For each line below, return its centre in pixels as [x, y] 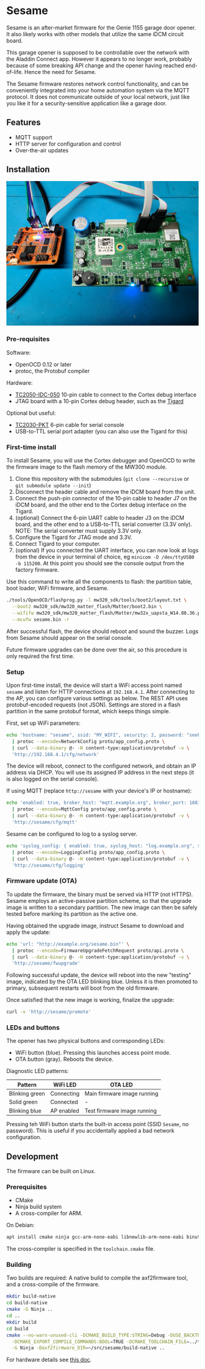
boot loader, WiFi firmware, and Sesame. [57, 588]
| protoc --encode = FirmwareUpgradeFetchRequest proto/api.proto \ [98, 951]
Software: [19, 352]
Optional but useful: [31, 413]
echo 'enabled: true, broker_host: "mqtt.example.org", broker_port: [97, 803]
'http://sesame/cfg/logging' [49, 865]
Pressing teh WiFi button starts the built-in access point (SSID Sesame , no [98, 1124]
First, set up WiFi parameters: [43, 723]
